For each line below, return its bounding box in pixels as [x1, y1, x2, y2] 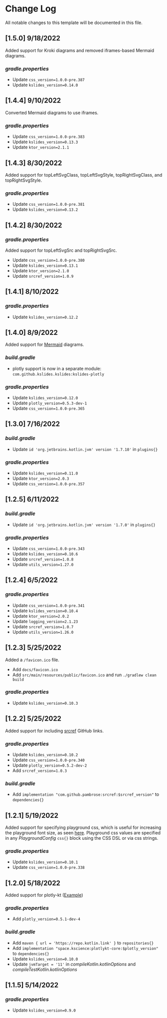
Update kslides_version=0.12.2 [12, 314, 78, 320]
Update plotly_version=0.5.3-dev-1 [12, 400, 87, 406]
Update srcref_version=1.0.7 [12, 624, 74, 630]
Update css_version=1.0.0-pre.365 [12, 405, 85, 411]
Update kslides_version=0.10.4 [12, 608, 78, 614]
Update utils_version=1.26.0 [12, 629, 74, 635]
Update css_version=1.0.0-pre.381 [12, 201, 85, 207]
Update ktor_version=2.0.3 [12, 475, 69, 481]
